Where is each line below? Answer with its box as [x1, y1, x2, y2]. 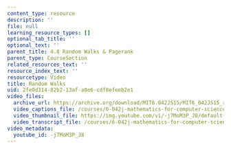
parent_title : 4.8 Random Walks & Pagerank [7, 49, 134, 56]
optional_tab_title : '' [7, 36, 76, 43]
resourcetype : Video [7, 73, 67, 81]
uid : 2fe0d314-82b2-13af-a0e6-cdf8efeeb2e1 [7, 87, 134, 93]
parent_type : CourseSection [7, 55, 88, 62]
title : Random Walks [7, 80, 67, 87]
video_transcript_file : [13, 118, 81, 126]
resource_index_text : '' [7, 67, 78, 74]
